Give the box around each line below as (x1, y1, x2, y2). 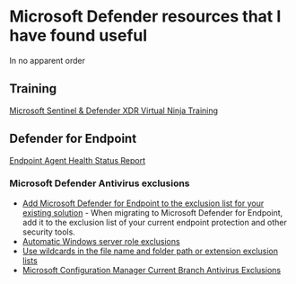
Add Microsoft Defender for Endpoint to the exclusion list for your (22, 198, 265, 209)
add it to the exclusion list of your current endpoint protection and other (22, 217, 287, 227)
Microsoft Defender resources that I (9, 6, 282, 27)
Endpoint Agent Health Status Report (9, 155, 146, 165)
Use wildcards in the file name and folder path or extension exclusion (22, 245, 278, 256)
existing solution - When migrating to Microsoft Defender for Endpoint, (22, 207, 283, 217)
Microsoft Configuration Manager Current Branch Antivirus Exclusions (22, 264, 281, 275)
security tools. (22, 226, 76, 237)
